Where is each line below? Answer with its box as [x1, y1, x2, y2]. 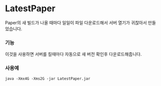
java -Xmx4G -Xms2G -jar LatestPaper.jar [5, 76, 91, 81]
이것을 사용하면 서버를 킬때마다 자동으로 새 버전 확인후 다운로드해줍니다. [5, 51, 142, 57]
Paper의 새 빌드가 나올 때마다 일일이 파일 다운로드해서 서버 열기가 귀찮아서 [5, 20, 147, 25]
